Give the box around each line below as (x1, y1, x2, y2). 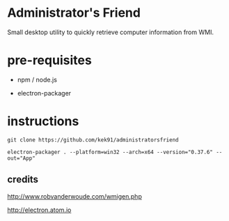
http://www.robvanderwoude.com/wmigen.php (7, 192, 143, 200)
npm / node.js (17, 75, 58, 84)
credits (7, 174, 39, 185)
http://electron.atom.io (7, 206, 72, 214)
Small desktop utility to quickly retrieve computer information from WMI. (7, 28, 214, 36)
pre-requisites (7, 52, 92, 68)
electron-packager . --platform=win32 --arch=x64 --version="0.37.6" (7, 148, 214, 155)
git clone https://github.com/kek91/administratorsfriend (7, 136, 179, 144)
